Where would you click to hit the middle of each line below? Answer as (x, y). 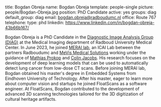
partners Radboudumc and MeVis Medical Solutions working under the (76, 53)
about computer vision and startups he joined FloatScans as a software (76, 84)
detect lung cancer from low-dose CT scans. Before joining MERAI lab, (75, 68)
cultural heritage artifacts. (31, 99)
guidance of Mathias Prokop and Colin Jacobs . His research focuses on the (80, 58)
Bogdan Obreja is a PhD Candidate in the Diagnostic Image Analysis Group (79, 37)
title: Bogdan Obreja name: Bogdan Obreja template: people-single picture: (79, 7)
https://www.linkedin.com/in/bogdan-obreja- (110, 22)
